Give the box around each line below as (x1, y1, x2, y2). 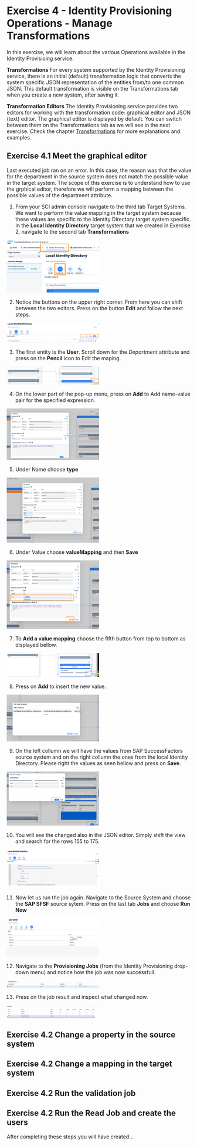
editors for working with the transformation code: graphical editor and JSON (6, 109, 191, 116)
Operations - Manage (6, 16, 113, 30)
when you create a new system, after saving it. (6, 91, 120, 98)
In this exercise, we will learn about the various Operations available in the (6, 48, 186, 55)
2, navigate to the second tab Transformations (15, 228, 130, 235)
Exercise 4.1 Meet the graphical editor (6, 151, 147, 161)
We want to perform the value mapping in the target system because (15, 209, 182, 216)
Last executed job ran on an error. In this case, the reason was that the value (6, 167, 192, 174)
